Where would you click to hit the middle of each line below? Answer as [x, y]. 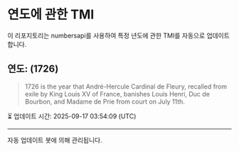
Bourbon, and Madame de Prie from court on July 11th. [105, 101]
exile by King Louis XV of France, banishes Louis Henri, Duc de [117, 94]
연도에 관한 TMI [51, 15]
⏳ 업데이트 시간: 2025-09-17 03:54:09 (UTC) [72, 116]
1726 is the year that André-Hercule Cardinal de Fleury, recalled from [126, 86]
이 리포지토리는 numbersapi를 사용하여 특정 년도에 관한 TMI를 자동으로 [106, 35]
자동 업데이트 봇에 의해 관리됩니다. [55, 140]
